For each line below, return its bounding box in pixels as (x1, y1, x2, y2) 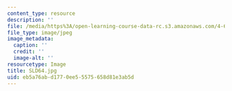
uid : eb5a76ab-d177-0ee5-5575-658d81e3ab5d (7, 73, 135, 81)
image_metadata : (7, 36, 54, 42)
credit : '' (13, 49, 45, 55)
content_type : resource (7, 10, 76, 17)
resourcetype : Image (7, 61, 67, 68)
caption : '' (13, 42, 48, 49)
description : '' (7, 16, 54, 23)
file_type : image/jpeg (7, 29, 72, 36)
